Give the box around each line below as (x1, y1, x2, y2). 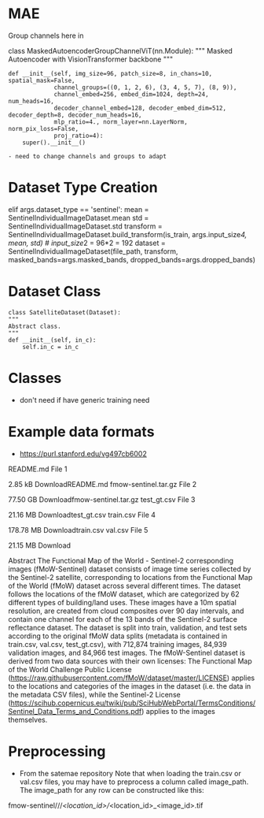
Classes (8, 370, 62, 387)
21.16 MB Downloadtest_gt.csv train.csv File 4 (8, 510, 156, 519)
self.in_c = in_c (22, 343, 79, 351)
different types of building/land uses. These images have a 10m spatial (8, 597, 237, 607)
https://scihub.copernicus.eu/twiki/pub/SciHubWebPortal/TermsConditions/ (10, 698, 256, 708)
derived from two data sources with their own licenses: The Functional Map (8, 656, 253, 666)
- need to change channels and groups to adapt (8, 152, 167, 160)
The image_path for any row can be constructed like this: (19, 785, 204, 794)
